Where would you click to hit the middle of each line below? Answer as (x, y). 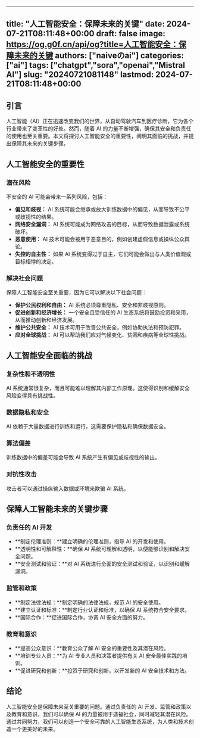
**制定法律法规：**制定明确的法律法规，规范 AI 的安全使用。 (89, 602)
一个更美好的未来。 (35, 729)
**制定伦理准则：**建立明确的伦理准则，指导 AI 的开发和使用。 (92, 541)
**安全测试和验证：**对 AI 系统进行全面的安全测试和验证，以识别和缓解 (102, 564)
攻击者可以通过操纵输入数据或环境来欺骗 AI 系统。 (68, 488)
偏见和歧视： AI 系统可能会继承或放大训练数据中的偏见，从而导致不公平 (102, 209)
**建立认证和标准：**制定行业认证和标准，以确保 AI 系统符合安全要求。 (102, 610)
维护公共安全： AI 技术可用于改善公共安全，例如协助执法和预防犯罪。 (100, 328)
